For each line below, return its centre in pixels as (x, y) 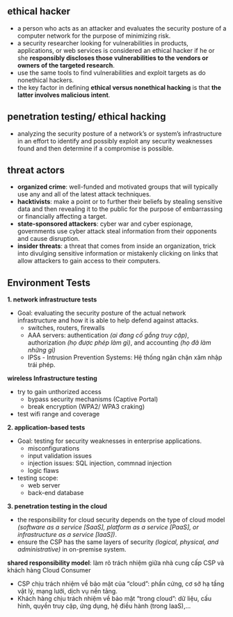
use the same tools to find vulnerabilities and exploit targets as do (112, 72)
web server (44, 485)
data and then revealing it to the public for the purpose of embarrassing (120, 209)
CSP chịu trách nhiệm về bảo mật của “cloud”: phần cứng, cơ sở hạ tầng (121, 584)
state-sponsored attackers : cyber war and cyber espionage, (105, 224)
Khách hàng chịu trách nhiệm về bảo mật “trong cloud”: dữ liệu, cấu (114, 599)
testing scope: (38, 478)
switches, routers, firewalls (66, 328)
